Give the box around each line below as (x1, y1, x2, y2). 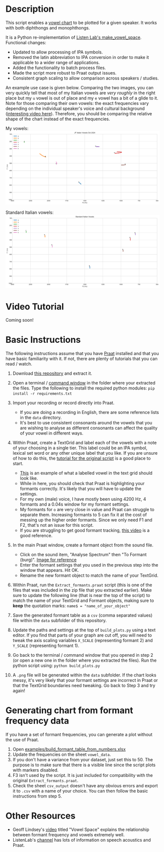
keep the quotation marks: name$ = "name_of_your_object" (12, 603, 131, 609)
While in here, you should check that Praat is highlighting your (20, 481, 145, 487)
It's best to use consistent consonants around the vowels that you (20, 420, 153, 426)
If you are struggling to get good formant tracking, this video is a (20, 527, 150, 533)
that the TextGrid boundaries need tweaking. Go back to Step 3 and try (12, 683, 156, 689)
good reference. (20, 533, 53, 539)
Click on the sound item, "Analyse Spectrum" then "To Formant (20, 552, 147, 558)
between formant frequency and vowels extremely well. (12, 832, 125, 838)
